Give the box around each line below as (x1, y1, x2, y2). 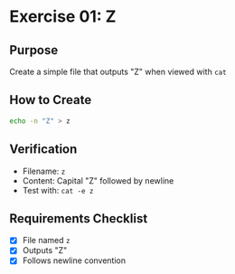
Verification (9, 142, 78, 157)
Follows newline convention (22, 255, 127, 266)
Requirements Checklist (9, 211, 148, 226)
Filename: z (22, 165, 66, 176)
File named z (22, 235, 70, 246)
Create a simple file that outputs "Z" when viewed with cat (9, 66, 228, 77)
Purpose (9, 43, 59, 58)
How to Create (9, 92, 92, 108)
